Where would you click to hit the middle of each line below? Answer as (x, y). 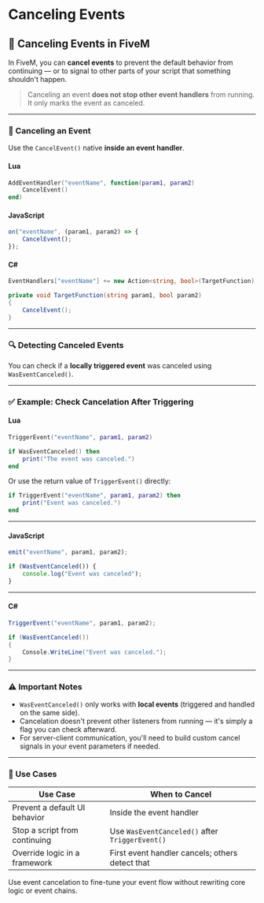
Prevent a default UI (49, 808)
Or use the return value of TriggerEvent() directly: (90, 481)
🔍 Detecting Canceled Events (66, 345)
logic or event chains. (43, 890)
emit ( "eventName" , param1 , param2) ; (68, 552)
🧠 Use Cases (33, 774)
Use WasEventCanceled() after (164, 831)
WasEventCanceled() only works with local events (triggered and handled (137, 704)
